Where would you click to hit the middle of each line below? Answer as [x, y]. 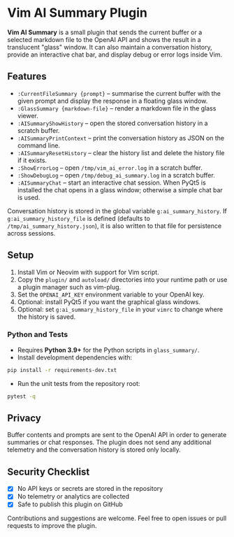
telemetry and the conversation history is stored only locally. [94, 450]
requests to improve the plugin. [52, 526]
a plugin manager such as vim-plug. [69, 287]
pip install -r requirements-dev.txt [62, 370]
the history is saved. [46, 317]
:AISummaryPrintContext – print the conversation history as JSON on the [121, 138]
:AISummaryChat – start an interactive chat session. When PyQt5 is [111, 182]
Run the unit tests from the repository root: [79, 383]
